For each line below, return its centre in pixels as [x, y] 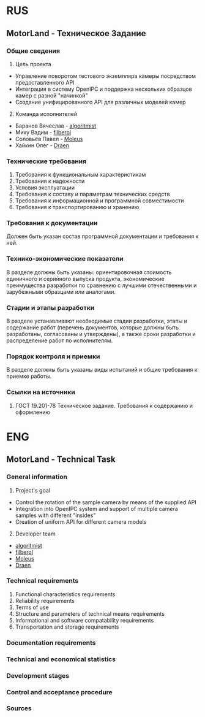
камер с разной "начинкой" [51, 95]
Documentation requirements [51, 643]
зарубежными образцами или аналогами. [61, 291]
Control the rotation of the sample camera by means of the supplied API [106, 502]
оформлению [33, 412]
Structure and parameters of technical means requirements [90, 613]
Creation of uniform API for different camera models [81, 521]
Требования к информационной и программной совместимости [100, 201]
